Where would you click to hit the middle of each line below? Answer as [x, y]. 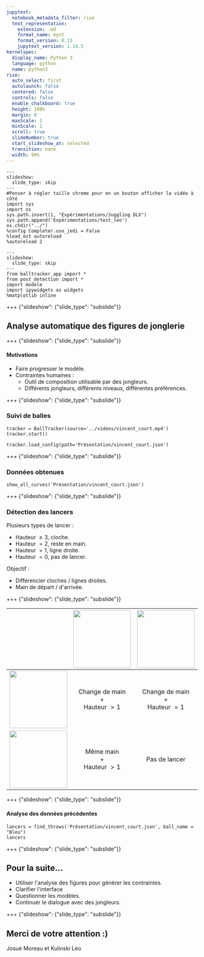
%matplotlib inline [31, 295]
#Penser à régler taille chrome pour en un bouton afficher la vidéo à [100, 193]
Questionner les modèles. [48, 896]
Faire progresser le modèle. [50, 369]
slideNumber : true [36, 138]
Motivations [22, 354]
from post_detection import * [45, 279]
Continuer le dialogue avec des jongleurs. [68, 902]
